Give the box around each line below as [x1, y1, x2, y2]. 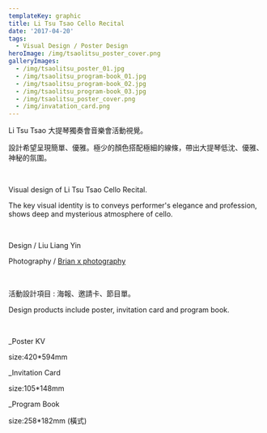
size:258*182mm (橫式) [8, 416, 87, 426]
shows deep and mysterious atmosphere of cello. [8, 209, 173, 219]
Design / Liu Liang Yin [8, 241, 82, 251]
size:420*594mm [8, 352, 68, 362]
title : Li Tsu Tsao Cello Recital [8, 19, 125, 28]
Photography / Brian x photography [8, 256, 126, 266]
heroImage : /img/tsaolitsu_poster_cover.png [8, 49, 161, 58]
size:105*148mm [8, 384, 65, 393]
